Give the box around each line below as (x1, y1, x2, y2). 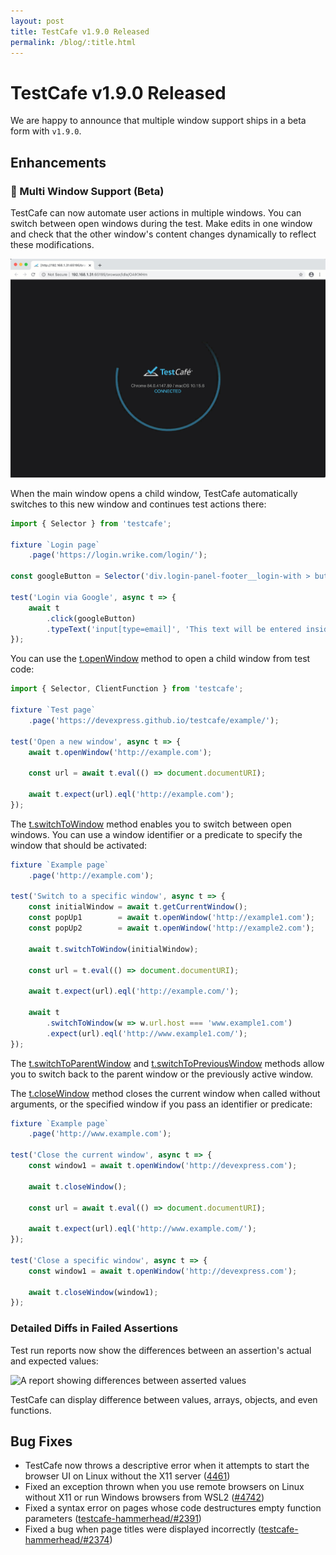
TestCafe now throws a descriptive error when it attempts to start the (24, 1460, 310, 1472)
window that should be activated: (10, 839, 148, 851)
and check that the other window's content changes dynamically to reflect (10, 228, 317, 240)
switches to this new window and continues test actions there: (10, 498, 267, 510)
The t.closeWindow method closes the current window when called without (10, 1087, 321, 1099)
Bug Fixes (10, 1433, 73, 1450)
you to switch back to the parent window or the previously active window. (10, 1068, 314, 1080)
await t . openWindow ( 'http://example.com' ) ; (28, 747, 213, 757)
